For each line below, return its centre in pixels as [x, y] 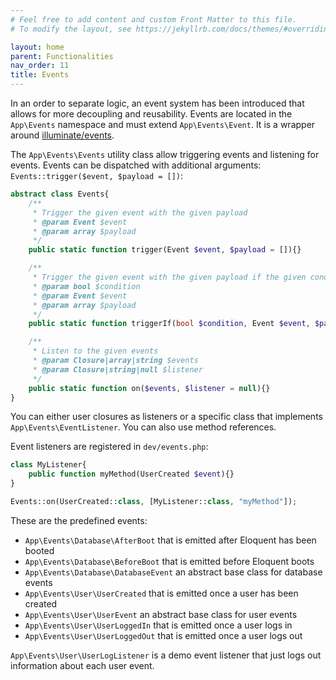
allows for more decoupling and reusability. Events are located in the [151, 114]
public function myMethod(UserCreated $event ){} [131, 474]
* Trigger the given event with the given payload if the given [169, 277]
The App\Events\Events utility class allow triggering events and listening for [165, 154]
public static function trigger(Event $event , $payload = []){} [165, 250]
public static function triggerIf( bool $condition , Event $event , [169, 324]
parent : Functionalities [62, 56]
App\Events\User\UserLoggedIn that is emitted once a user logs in [158, 625]
